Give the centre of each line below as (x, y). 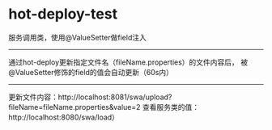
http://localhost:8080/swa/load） (64, 117)
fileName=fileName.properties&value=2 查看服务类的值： (104, 107)
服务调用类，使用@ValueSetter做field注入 (78, 37)
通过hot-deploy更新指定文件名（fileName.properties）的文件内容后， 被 (128, 62)
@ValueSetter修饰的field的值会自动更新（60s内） (91, 72)
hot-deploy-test (63, 14)
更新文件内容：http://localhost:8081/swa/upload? (90, 97)
